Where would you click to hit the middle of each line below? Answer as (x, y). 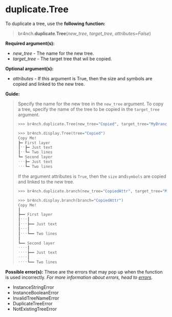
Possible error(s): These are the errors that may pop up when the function (84, 271)
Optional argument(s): (29, 69)
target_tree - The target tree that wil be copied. (62, 59)
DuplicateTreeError (33, 303)
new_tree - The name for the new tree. (53, 53)
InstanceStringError (33, 287)
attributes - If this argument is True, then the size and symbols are (82, 78)
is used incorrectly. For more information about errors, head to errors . (79, 277)
